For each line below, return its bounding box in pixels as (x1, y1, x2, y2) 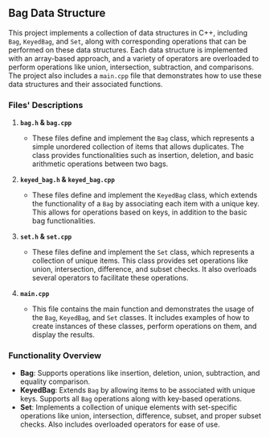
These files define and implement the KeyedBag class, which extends (31, 190, 258, 200)
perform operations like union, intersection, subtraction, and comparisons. (8, 62, 255, 72)
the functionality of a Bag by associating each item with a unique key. (31, 199, 260, 209)
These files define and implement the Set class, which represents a (31, 248, 255, 257)
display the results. (31, 330, 95, 339)
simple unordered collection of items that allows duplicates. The (31, 142, 244, 152)
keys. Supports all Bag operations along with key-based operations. (19, 394, 243, 404)
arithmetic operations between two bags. (31, 159, 169, 169)
